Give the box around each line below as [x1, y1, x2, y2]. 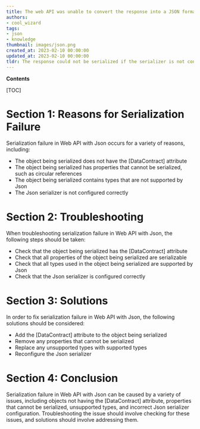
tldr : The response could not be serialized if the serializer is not [6, 58, 185, 64]
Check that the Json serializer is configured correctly [14, 273, 146, 280]
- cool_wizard [6, 20, 42, 26]
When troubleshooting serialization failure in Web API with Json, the [6, 230, 173, 237]
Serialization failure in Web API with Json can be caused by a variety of [6, 391, 182, 398]
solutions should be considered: [6, 320, 85, 327]
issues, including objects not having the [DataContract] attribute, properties [6, 397, 192, 405]
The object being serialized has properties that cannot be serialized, [14, 164, 183, 171]
